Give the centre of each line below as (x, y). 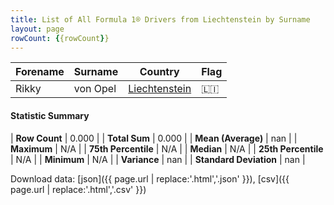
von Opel (95, 89)
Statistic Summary (50, 115)
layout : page (37, 29)
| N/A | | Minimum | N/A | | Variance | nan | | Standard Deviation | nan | (158, 159)
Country (159, 72)
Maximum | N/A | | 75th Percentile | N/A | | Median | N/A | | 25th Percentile (167, 148)
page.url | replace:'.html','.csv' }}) (78, 189)
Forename (40, 72)
